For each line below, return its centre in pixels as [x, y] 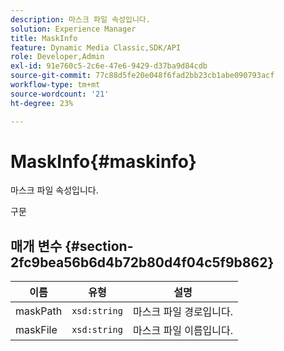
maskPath [39, 311]
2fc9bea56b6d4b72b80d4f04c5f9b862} [142, 262]
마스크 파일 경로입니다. [183, 312]
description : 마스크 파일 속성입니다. [80, 19]
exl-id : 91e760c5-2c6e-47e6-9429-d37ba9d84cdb [109, 66]
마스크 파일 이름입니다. [183, 331]
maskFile [36, 330]
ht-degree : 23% [42, 103]
